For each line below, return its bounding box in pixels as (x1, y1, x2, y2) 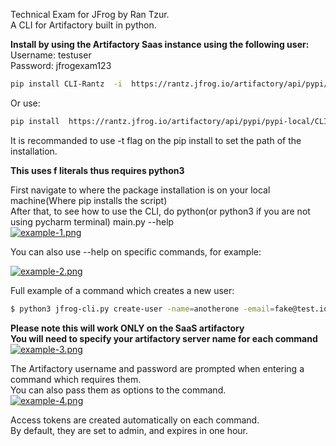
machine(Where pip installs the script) (10, 194, 168, 206)
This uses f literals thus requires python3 (10, 164, 185, 176)
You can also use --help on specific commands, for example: (10, 245, 262, 258)
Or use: (10, 97, 41, 109)
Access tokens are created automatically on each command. (10, 414, 260, 426)
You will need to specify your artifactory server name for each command (10, 332, 318, 344)
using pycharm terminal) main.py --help (10, 215, 175, 228)
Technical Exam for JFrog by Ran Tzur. (10, 9, 170, 20)
